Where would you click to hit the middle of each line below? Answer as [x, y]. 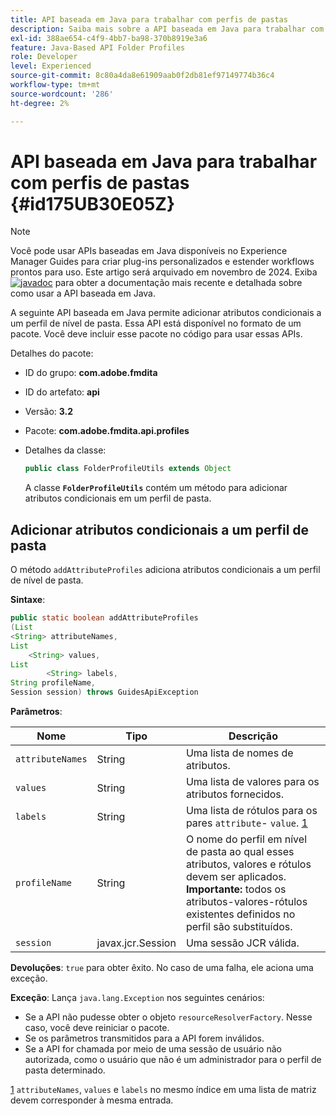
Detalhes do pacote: [52, 353]
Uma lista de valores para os [252, 781]
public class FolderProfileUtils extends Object [128, 469]
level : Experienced [51, 66]
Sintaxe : [28, 600]
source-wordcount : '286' [62, 94]
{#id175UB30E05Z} [93, 203]
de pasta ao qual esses [240, 851]
